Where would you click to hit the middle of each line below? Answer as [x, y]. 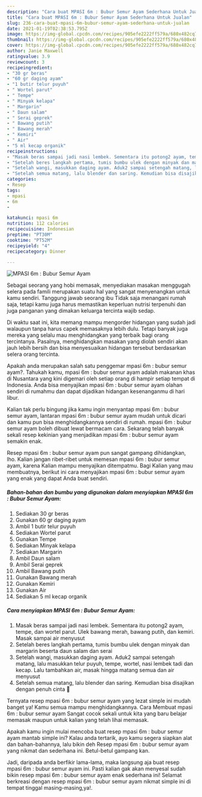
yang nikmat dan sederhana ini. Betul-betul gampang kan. [78, 751]
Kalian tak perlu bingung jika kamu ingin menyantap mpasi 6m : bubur [93, 409]
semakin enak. [25, 441]
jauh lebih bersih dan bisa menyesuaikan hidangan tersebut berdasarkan [97, 348]
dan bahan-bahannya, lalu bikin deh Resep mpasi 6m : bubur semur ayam [98, 744]
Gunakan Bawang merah [46, 577]
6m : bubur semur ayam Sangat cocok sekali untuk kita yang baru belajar [97, 714]
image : [15, 34]
